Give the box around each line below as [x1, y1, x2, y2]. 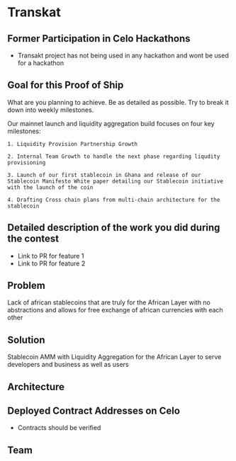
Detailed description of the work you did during [7, 222, 220, 234]
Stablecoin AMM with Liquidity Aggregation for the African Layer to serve [7, 353, 222, 361]
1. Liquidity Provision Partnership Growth [7, 140, 138, 147]
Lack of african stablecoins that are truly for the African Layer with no [7, 298, 211, 307]
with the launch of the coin [7, 183, 94, 191]
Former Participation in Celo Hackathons [7, 33, 191, 45]
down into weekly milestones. [7, 106, 94, 114]
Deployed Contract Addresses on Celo [7, 405, 181, 417]
